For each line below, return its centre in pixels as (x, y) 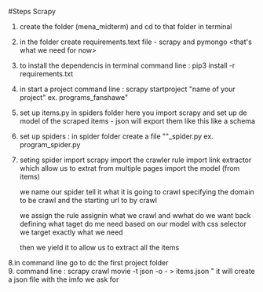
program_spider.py (50, 144)
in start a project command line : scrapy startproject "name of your (127, 89)
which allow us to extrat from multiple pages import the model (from (130, 168)
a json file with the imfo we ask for (64, 279)
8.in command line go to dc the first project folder (88, 262)
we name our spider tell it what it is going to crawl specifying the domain (137, 192)
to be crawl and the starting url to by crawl (88, 200)
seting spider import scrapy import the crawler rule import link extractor (135, 160)
